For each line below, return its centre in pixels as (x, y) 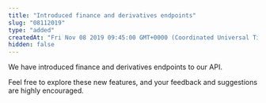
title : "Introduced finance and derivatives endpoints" (102, 15)
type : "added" (32, 30)
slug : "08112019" (37, 23)
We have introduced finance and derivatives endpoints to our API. (116, 67)
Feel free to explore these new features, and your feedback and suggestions (133, 83)
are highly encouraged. (46, 90)
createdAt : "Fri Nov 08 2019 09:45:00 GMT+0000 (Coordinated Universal (129, 37)
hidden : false (32, 45)
